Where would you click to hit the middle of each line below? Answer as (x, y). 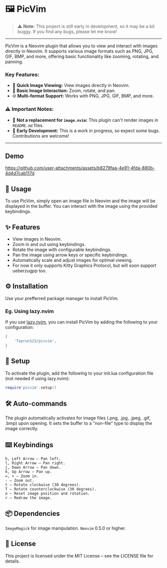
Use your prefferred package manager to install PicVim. (62, 298)
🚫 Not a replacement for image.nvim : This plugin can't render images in (85, 120)
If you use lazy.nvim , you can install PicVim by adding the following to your (82, 322)
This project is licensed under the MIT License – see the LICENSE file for (79, 556)
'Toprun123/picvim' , (35, 341)
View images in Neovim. (37, 239)
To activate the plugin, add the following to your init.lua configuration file (79, 373)
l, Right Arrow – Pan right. (35, 463)
